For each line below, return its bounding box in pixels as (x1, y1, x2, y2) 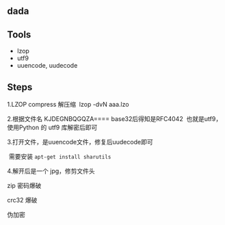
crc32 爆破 (7, 196, 38, 204)
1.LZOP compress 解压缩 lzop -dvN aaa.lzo (7, 101, 129, 109)
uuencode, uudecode (16, 62, 78, 70)
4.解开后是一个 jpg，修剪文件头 (7, 167, 96, 175)
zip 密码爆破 (7, 181, 42, 190)
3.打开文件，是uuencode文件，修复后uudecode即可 (7, 138, 153, 146)
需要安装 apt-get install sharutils (8, 153, 111, 161)
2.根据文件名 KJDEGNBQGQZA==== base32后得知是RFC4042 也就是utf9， (7, 115, 222, 123)
